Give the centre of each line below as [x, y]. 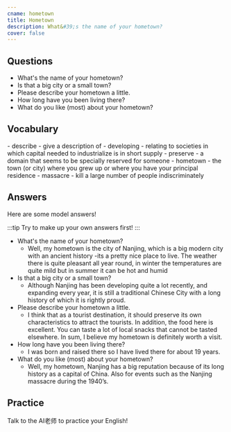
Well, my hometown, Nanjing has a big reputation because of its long [126, 366]
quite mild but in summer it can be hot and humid [97, 270]
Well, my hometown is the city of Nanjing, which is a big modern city [125, 248]
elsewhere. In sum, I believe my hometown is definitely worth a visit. [125, 337]
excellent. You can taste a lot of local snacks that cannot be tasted [122, 329]
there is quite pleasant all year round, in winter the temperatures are [125, 263]
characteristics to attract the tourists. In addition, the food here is [120, 322]
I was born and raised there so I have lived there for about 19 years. [124, 351]
